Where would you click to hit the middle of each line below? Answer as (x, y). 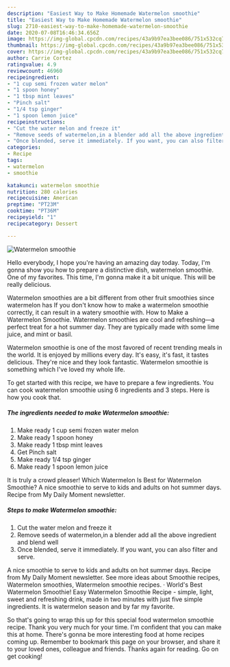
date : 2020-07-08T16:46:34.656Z (53, 33)
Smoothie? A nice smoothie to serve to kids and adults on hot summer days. (114, 487)
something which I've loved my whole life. (66, 369)
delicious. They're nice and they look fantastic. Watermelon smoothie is (108, 362)
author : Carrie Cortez (39, 58)
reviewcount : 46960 (35, 71)
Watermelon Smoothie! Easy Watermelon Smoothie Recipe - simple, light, (110, 592)
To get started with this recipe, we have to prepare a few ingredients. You (111, 382)
